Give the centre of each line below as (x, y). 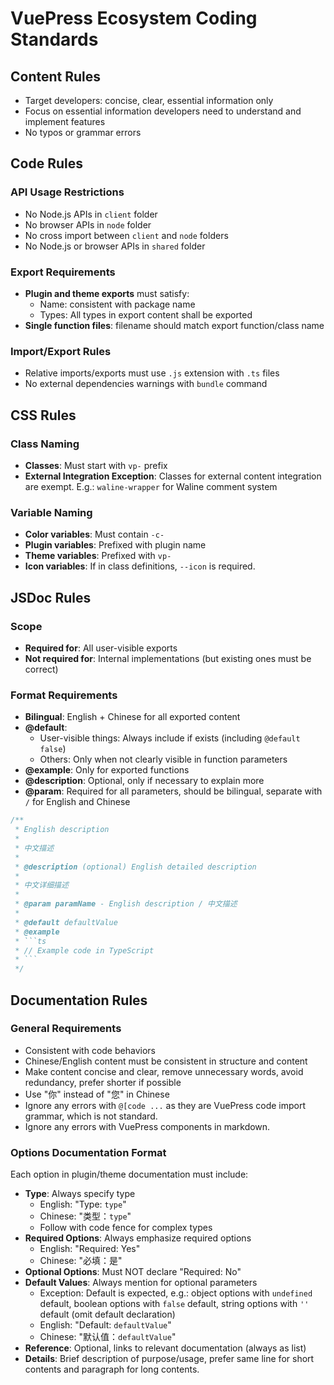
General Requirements (66, 1029)
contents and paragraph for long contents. (112, 1369)
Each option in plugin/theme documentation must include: (129, 1174)
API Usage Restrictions (67, 192)
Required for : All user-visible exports (101, 648)
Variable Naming (51, 512)
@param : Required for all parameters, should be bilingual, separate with (173, 791)
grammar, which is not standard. (91, 1116)
